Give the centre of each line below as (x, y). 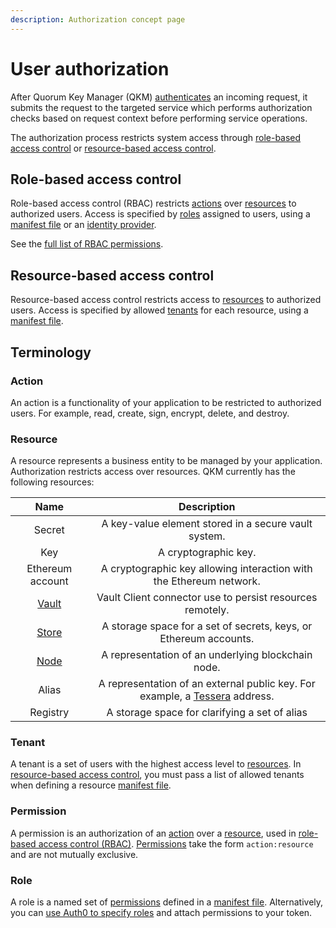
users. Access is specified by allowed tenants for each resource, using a (159, 310)
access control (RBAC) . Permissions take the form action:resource (176, 843)
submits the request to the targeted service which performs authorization (161, 107)
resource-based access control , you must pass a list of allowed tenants (157, 775)
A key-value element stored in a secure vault (207, 524)
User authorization (90, 68)
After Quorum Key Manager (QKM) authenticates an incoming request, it (159, 97)
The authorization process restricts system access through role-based (156, 137)
